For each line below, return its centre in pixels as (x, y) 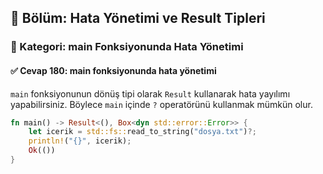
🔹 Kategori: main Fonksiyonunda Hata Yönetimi (127, 47)
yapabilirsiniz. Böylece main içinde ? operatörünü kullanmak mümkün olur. (161, 104)
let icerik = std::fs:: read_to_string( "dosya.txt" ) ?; (142, 132)
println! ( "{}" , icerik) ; (80, 141)
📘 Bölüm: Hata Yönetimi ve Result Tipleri (138, 18)
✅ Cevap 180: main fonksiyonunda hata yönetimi (113, 70)
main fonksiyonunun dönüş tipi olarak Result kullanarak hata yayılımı (150, 93)
